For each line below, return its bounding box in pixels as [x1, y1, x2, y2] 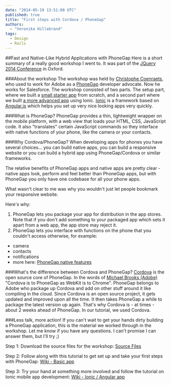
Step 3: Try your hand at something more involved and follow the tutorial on [5, 368, 164, 374]
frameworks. [5, 155, 32, 161]
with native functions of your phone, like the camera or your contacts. [5, 129, 152, 135]
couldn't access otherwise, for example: [12, 233, 97, 239]
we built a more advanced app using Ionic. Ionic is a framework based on [5, 97, 159, 103]
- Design [10, 36, 29, 41]
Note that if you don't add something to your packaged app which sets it [12, 216, 165, 222]
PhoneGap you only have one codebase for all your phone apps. [5, 176, 141, 182]
